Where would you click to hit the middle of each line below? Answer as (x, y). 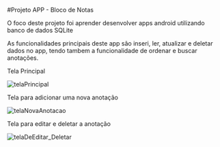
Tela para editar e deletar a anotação (59, 124)
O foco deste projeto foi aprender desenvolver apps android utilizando (106, 23)
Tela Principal (26, 71)
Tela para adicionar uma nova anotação (63, 97)
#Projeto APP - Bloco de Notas (51, 10)
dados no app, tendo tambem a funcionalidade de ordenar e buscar (102, 51)
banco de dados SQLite (40, 30)
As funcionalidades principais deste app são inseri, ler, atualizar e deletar (110, 43)
